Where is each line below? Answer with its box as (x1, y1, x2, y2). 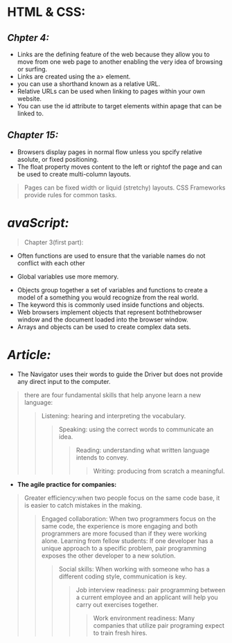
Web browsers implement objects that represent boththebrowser (17, 308, 202, 316)
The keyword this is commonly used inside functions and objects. (17, 300, 204, 309)
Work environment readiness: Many (93, 614, 195, 622)
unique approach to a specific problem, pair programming (41, 544, 206, 552)
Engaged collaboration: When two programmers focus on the (41, 515, 216, 523)
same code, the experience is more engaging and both (41, 521, 198, 530)
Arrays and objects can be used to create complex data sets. (17, 322, 192, 331)
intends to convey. (75, 453, 129, 462)
